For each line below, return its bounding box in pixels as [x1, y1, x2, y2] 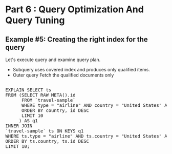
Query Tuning [5, 14, 65, 26]
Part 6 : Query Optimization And [5, 4, 144, 15]
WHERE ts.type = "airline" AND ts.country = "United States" [5, 133, 162, 139]
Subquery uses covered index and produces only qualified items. [12, 67, 150, 72]
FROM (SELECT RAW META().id [5, 92, 76, 98]
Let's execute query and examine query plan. [5, 56, 101, 63]
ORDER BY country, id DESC [21, 108, 90, 113]
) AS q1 [18, 118, 38, 124]
